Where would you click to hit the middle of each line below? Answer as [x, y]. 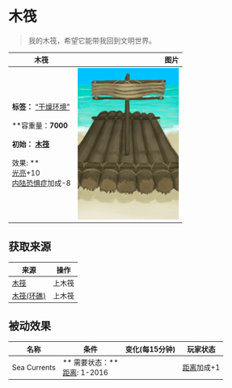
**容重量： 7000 [40, 125]
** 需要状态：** [91, 363]
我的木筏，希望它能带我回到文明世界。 [92, 40]
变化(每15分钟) [150, 349]
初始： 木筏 [31, 144]
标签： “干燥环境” [41, 107]
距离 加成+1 [201, 368]
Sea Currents [34, 367]
